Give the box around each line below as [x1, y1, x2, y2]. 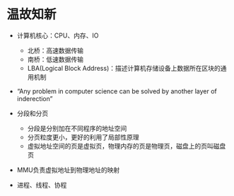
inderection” [16, 94, 53, 103]
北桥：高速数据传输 [27, 46, 84, 54]
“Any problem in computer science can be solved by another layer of [16, 86, 217, 96]
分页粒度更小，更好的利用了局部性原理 [27, 132, 139, 142]
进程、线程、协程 [16, 180, 67, 189]
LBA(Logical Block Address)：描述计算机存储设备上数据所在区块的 [27, 64, 221, 72]
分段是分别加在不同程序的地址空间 [27, 124, 127, 132]
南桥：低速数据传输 [27, 54, 84, 64]
